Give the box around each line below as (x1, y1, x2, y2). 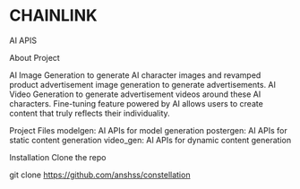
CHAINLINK (9, 5, 98, 26)
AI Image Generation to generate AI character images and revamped (9, 69, 261, 81)
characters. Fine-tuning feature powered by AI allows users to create (9, 98, 264, 108)
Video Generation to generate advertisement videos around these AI (9, 89, 261, 99)
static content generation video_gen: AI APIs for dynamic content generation (9, 134, 292, 145)
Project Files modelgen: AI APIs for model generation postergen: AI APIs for (9, 125, 288, 135)
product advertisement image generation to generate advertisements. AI (9, 79, 276, 90)
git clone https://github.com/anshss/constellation (9, 169, 191, 180)
